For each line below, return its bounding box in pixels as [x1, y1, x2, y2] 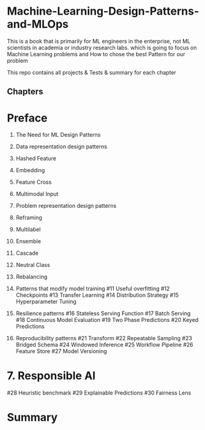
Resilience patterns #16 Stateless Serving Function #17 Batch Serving [15, 310, 191, 317]
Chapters [7, 87, 43, 97]
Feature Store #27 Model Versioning [15, 348, 108, 355]
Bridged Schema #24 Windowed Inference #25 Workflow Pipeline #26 [15, 341, 193, 349]
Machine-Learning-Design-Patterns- [7, 4, 199, 18]
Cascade [15, 249, 39, 257]
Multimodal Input [15, 191, 59, 198]
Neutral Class [15, 261, 51, 269]
